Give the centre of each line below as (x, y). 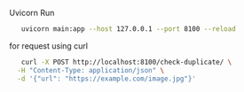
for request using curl (49, 46)
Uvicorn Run (32, 13)
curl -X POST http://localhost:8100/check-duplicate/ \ (126, 62)
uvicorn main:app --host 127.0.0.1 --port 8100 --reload (129, 29)
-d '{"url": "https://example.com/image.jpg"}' (107, 79)
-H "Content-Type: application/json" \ (91, 70)
